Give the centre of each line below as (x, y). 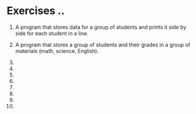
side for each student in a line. (52, 33)
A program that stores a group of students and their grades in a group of (103, 45)
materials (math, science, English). (57, 51)
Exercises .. (36, 11)
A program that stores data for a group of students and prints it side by (101, 27)
